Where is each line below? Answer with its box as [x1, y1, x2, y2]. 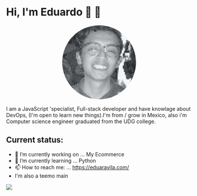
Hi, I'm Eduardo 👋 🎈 [6, 5, 101, 19]
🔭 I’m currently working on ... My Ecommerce [14, 150, 125, 158]
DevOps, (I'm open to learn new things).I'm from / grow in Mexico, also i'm [6, 111, 187, 118]
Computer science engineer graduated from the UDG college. [6, 118, 156, 125]
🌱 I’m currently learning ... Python [14, 157, 96, 164]
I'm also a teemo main [14, 172, 68, 179]
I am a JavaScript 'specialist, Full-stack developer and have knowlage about [6, 105, 191, 112]
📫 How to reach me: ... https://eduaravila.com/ [14, 163, 129, 171]
